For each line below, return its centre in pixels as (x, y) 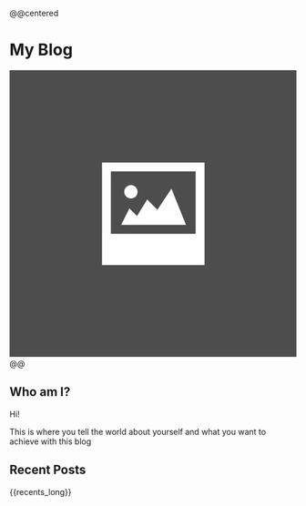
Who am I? (40, 392)
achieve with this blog (51, 441)
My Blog (41, 50)
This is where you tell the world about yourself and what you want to (138, 431)
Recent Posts (48, 470)
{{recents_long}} (41, 491)
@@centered (34, 13)
